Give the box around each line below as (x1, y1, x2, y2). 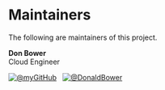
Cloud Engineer (8, 57, 61, 66)
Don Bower (8, 48, 47, 58)
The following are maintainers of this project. (8, 32, 158, 42)
